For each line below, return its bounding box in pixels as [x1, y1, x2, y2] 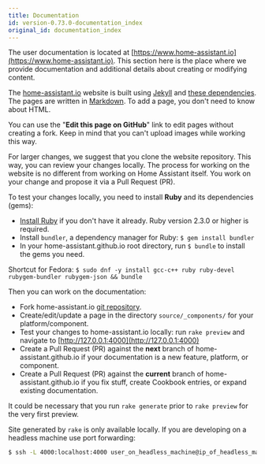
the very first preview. [8, 410, 79, 419]
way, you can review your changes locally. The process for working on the [8, 161, 250, 170]
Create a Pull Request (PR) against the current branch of [19, 369, 204, 379]
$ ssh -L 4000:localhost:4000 [8, 448, 108, 457]
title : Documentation [8, 11, 80, 20]
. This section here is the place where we [113, 56, 247, 65]
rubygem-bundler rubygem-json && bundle [8, 273, 144, 281]
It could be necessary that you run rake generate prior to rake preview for [8, 401, 248, 410]
